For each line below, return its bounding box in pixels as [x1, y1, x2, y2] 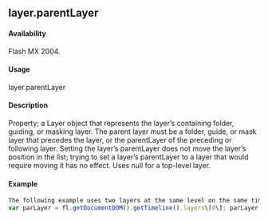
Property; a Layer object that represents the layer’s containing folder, [8, 119, 235, 128]
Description [8, 100, 49, 110]
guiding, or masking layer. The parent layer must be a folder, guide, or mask [8, 127, 257, 136]
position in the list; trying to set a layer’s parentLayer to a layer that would [8, 152, 249, 162]
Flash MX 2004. [8, 46, 61, 56]
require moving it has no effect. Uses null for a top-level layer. [8, 161, 211, 170]
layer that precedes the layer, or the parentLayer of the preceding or [8, 136, 232, 144]
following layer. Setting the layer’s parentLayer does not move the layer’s [8, 143, 246, 153]
